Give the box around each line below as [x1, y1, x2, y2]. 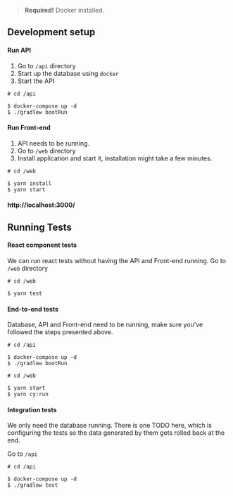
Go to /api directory [17, 61, 76, 70]
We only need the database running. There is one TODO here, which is [7, 421, 213, 430]
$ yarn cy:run [7, 390, 49, 398]
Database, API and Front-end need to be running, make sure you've [7, 320, 203, 329]
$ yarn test [7, 290, 42, 297]
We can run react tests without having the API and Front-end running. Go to [7, 256, 227, 265]
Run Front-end [7, 123, 51, 132]
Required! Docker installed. [24, 6, 105, 14]
